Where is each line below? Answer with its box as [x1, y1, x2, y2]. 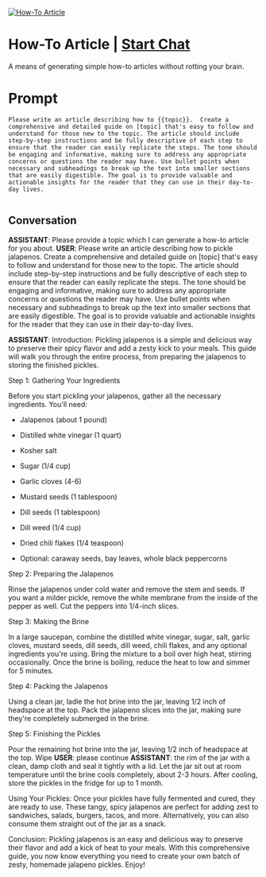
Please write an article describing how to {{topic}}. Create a [8, 115, 229, 123]
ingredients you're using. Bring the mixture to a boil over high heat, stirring [8, 649, 252, 658]
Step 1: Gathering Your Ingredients [8, 375, 121, 385]
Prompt [8, 90, 58, 107]
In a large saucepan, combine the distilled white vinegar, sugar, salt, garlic [8, 632, 250, 642]
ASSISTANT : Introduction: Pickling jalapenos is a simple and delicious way [8, 335, 253, 344]
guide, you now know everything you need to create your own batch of [8, 851, 241, 860]
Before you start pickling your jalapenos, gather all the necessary [8, 390, 222, 401]
